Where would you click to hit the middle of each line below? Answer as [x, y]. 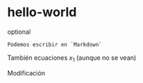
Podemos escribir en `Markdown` [55, 44]
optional [19, 32]
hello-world [42, 12]
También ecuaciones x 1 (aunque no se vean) [72, 58]
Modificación [26, 73]
